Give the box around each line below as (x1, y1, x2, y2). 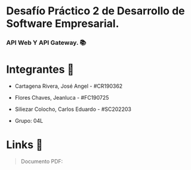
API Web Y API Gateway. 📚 (6, 39, 87, 47)
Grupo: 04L (14, 118, 44, 125)
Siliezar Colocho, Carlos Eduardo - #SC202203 (14, 106, 131, 113)
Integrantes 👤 (6, 63, 75, 76)
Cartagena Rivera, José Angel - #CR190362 (14, 82, 123, 90)
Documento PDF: (20, 157, 63, 165)
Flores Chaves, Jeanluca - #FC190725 (14, 94, 109, 101)
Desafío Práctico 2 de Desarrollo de (6, 4, 185, 18)
